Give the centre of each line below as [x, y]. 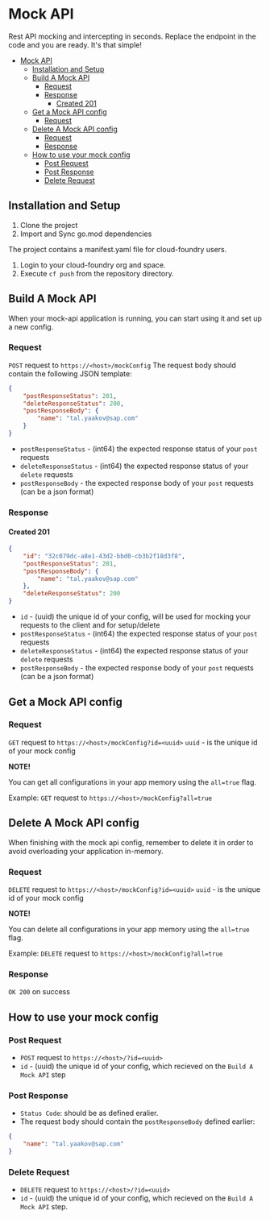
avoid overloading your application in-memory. [86, 851]
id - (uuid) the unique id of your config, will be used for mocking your [135, 616]
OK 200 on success [39, 992]
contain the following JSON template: [70, 373]
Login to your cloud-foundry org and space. [93, 265]
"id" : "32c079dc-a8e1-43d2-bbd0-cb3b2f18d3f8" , [104, 556]
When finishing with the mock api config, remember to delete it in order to [131, 842]
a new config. [31, 326]
